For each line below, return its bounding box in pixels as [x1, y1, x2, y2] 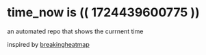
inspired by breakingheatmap [7, 40, 90, 48]
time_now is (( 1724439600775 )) [7, 5, 200, 20]
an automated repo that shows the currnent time [7, 27, 144, 35]
